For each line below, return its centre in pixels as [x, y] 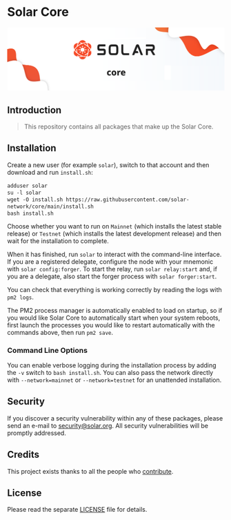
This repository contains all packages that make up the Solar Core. [119, 126]
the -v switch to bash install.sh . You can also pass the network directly [110, 373]
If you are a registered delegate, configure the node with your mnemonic [110, 261]
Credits [23, 455]
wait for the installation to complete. [58, 241]
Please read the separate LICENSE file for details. [77, 510]
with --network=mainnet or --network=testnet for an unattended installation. [114, 380]
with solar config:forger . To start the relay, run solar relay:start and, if [112, 269]
